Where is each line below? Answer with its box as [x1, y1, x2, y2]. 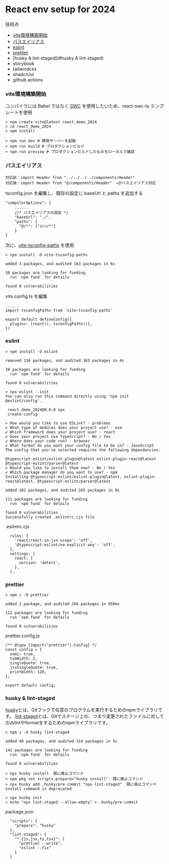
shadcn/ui [12, 71, 34, 77]
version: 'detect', [18, 560, 60, 565]
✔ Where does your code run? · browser [5, 438, 90, 443]
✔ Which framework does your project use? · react [5, 429, 115, 435]
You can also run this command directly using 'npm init [5, 393, 129, 399]
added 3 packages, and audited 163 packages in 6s [5, 261, 115, 266]
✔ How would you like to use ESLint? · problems [5, 421, 111, 426]
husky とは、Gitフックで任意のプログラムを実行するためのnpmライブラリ [5, 707, 158, 713]
